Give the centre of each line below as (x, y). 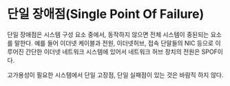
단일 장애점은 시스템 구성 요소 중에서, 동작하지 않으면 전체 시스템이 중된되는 (108, 34)
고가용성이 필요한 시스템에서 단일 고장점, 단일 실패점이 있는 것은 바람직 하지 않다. (115, 75)
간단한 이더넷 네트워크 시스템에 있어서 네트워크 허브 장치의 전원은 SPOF (122, 52)
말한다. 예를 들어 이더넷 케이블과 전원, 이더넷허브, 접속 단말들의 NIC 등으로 (114, 43)
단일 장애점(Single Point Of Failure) (106, 14)
